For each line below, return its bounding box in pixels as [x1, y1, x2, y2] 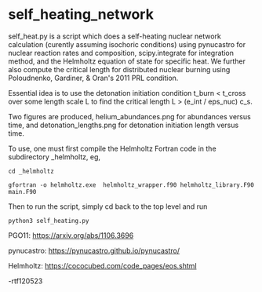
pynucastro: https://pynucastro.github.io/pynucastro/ [8, 246, 180, 255]
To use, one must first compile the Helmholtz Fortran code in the [8, 144, 217, 153]
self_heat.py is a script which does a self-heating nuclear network [8, 31, 221, 41]
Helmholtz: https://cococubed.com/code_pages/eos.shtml [8, 261, 198, 270]
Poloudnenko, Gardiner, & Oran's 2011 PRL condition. [8, 73, 179, 82]
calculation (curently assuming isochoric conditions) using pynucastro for [8, 39, 246, 49]
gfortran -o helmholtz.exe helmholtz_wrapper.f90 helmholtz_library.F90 [8, 181, 255, 189]
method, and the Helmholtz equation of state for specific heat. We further [8, 57, 246, 66]
